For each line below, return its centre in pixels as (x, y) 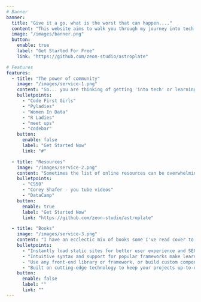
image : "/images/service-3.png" (57, 234)
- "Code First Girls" (49, 101)
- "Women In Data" (45, 112)
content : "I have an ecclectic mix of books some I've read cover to (106, 240)
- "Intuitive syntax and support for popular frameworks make (101, 256)
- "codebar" (37, 129)
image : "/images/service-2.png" (57, 168)
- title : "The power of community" (56, 79)
